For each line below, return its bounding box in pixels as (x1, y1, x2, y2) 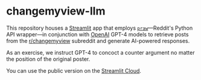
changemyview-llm (6, 4, 106, 18)
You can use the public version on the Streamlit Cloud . (6, 67, 142, 74)
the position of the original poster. (6, 55, 91, 62)
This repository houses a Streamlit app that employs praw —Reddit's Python (6, 24, 193, 32)
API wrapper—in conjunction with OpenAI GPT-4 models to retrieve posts (6, 30, 189, 38)
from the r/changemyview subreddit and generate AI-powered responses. (6, 37, 190, 44)
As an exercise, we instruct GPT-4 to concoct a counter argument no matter (6, 48, 195, 56)
